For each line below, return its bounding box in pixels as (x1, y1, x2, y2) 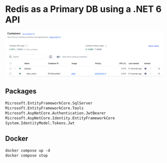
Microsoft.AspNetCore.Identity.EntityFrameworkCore (5, 116, 115, 121)
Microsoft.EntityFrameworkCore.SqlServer (5, 101, 93, 106)
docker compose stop (5, 153, 48, 158)
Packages (5, 87, 36, 95)
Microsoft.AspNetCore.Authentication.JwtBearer (5, 111, 106, 116)
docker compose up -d (5, 148, 50, 153)
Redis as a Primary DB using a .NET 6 (5, 3, 162, 15)
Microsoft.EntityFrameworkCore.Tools (5, 106, 84, 111)
